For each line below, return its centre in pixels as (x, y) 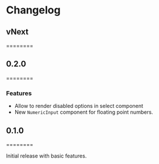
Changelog (33, 10)
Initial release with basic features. (46, 156)
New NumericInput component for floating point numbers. (84, 112)
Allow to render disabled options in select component (79, 106)
